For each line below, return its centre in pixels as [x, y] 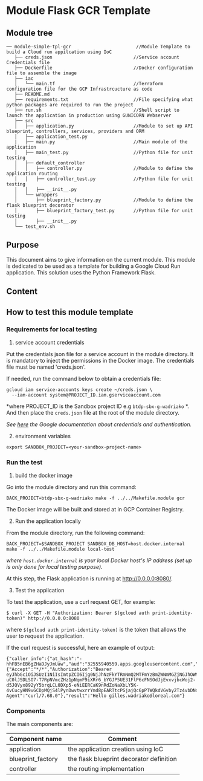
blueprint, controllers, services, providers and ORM [76, 131]
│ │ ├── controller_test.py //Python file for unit [104, 179]
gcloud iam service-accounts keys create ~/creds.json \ [79, 390]
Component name [36, 739]
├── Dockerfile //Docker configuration [104, 68]
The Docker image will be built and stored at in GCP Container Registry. [95, 510]
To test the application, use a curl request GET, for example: [81, 602]
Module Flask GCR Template [79, 11]
